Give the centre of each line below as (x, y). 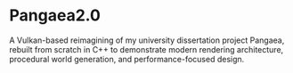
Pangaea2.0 (55, 16)
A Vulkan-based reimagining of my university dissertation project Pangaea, (147, 40)
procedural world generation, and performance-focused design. (127, 59)
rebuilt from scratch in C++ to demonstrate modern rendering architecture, (146, 49)
